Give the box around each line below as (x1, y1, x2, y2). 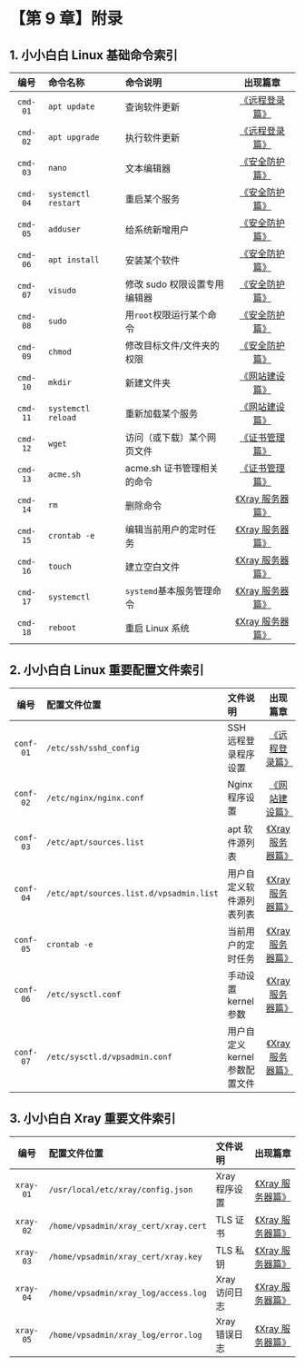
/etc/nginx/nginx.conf (46, 792, 145, 803)
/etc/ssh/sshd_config (46, 742, 141, 753)
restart (48, 198, 82, 208)
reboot (48, 623, 77, 632)
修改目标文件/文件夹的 (124, 340, 220, 352)
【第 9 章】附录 (9, 8, 123, 29)
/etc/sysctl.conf (46, 989, 122, 999)
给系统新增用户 (124, 223, 189, 236)
